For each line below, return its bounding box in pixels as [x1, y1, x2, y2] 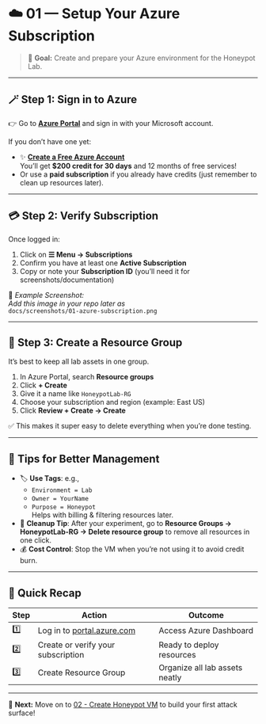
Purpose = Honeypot [31, 503, 97, 512]
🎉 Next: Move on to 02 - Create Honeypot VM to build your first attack [8, 700, 237, 709]
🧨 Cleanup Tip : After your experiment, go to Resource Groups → [19, 519, 232, 528]
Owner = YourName [31, 495, 89, 503]
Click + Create [19, 380, 67, 391]
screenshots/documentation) [19, 275, 115, 284]
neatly [158, 673, 182, 683]
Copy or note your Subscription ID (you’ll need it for [19, 266, 190, 276]
